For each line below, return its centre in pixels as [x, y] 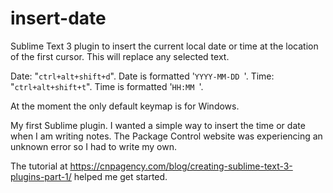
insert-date [58, 18]
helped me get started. [120, 176]
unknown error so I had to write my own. [94, 146]
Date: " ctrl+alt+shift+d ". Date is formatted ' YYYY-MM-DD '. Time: [142, 76]
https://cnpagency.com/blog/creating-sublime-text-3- [181, 166]
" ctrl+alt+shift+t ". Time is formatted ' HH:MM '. [107, 86]
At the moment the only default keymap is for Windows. [125, 106]
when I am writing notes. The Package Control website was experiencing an [166, 136]
